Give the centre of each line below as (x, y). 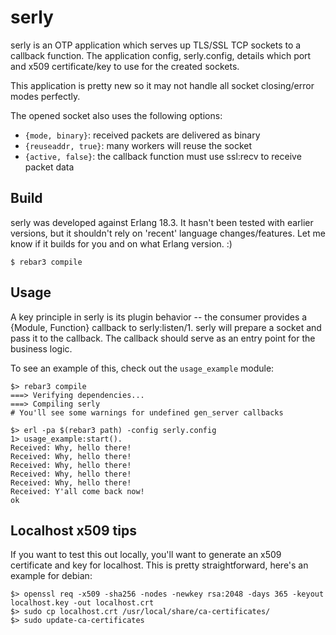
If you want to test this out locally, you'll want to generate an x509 (146, 555)
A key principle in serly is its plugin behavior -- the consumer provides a (159, 317)
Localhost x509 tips (73, 530)
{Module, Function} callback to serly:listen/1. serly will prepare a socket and (166, 327)
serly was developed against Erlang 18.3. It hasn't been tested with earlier (162, 222)
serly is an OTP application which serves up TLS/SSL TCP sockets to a (156, 45)
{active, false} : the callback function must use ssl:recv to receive (163, 156)
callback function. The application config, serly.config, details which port (161, 55)
